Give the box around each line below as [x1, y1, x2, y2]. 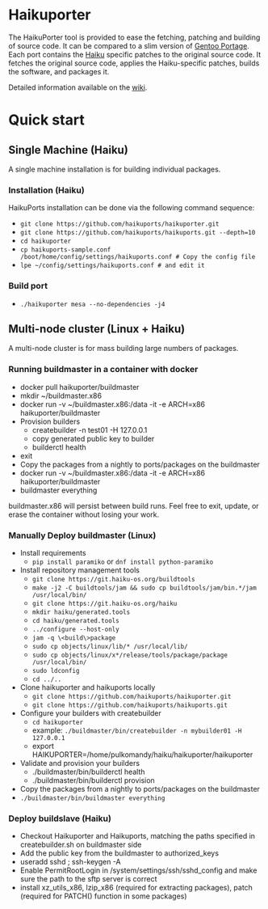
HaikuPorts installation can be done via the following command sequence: [8, 203, 255, 213]
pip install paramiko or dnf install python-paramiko [31, 556, 214, 566]
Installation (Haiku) [8, 184, 85, 196]
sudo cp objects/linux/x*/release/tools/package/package [31, 651, 228, 659]
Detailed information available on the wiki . [8, 82, 148, 92]
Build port [8, 281, 48, 292]
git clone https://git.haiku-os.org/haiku [31, 599, 178, 607]
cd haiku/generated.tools [31, 616, 119, 624]
